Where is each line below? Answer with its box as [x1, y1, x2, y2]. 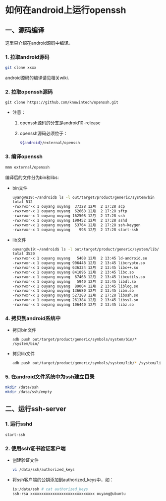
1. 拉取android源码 [5, 53, 50, 60]
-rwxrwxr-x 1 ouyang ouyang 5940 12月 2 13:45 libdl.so [12, 279, 136, 284]
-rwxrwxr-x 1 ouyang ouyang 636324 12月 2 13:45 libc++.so [12, 265, 139, 270]
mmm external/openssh [5, 165, 50, 169]
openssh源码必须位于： [19, 130, 68, 137]
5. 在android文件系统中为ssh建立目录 [5, 373, 95, 380]
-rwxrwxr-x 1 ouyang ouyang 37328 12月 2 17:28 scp [12, 204, 125, 209]
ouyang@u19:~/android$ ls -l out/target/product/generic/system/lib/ [12, 247, 160, 251]
